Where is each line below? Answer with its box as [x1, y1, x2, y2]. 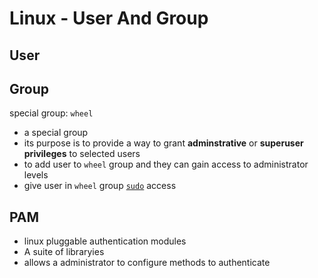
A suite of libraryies [23, 246, 105, 258]
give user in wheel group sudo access [23, 180, 177, 192]
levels [23, 169, 49, 181]
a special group [23, 127, 89, 139]
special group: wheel [9, 107, 94, 119]
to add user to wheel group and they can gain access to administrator [23, 158, 309, 171]
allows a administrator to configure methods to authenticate [23, 257, 271, 269]
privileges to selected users [23, 148, 141, 160]
